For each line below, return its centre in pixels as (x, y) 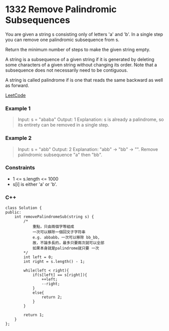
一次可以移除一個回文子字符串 (59, 232)
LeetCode (16, 95)
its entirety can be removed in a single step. (63, 125)
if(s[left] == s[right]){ (60, 275)
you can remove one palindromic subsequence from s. (62, 40)
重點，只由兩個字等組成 (53, 227)
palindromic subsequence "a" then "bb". (60, 155)
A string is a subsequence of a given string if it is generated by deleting (80, 59)
